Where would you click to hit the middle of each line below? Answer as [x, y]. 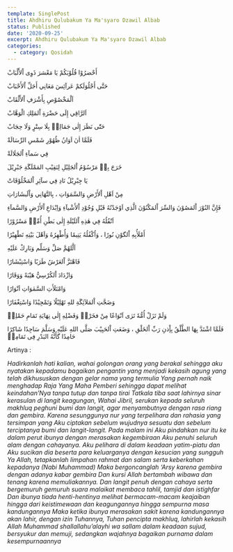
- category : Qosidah [43, 53]
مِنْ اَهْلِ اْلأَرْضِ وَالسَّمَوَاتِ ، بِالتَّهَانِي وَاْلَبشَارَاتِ [65, 194]
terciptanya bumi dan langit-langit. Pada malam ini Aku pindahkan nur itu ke [117, 430]
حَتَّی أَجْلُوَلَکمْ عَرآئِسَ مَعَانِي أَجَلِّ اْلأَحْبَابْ [58, 86]
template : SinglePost [39, 14]
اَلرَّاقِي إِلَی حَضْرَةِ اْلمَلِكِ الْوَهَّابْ [47, 113]
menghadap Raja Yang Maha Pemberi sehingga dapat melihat [97, 385]
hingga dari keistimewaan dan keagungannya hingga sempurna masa [109, 504]
